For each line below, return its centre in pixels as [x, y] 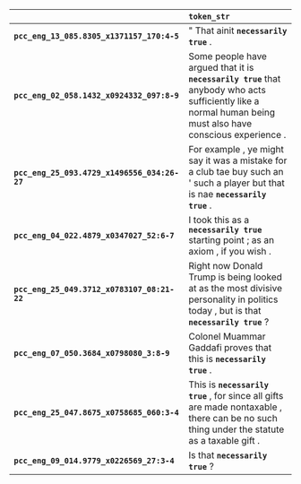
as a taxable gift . [224, 441]
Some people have [227, 56]
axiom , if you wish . [229, 251]
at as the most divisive [235, 288]
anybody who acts [227, 90]
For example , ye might [236, 149]
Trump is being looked [235, 277]
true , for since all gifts [236, 396]
